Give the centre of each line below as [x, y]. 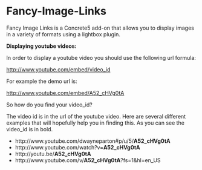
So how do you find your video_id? [49, 105]
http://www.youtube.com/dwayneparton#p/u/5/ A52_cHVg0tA [93, 141]
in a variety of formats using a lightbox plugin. [64, 34]
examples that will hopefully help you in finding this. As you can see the [95, 123]
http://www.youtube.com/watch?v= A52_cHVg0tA [77, 147]
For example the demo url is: [42, 81]
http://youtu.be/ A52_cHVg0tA [53, 154]
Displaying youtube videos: [41, 46]
